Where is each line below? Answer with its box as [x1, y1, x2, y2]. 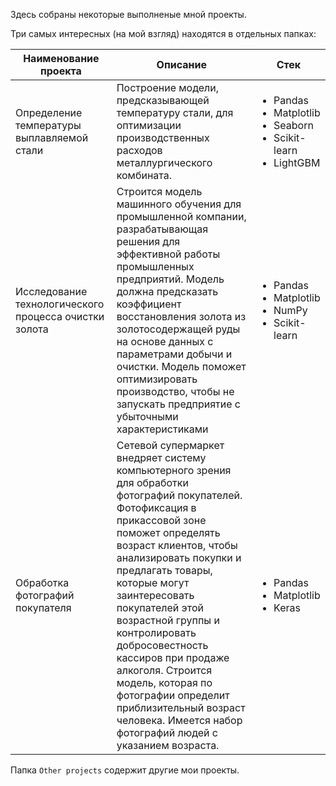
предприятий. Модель [116, 272, 225, 286]
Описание [156, 58, 207, 71]
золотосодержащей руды [116, 322, 241, 336]
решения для [116, 235, 181, 248]
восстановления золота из [116, 310, 247, 323]
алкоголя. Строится [116, 664, 213, 677]
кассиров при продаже [116, 651, 230, 664]
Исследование [15, 285, 88, 298]
